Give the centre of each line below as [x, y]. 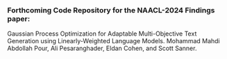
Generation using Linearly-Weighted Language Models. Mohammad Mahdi [113, 41]
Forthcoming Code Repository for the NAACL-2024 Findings [111, 10]
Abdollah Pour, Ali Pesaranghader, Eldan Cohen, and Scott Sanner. [102, 48]
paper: [19, 19]
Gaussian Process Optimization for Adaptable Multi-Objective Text [102, 34]
